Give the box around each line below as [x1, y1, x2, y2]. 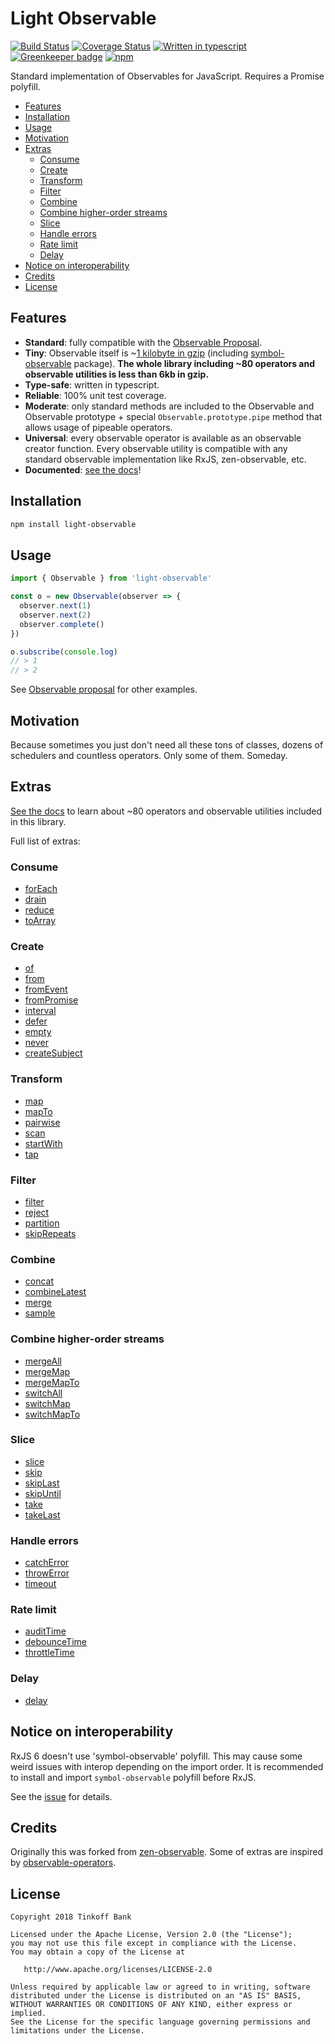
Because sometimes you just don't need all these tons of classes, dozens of [10, 738, 324, 751]
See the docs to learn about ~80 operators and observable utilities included [10, 805, 323, 817]
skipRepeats [24, 1227, 77, 1239]
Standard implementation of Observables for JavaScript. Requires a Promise [10, 70, 325, 82]
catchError [24, 1557, 70, 1569]
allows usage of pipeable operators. [24, 421, 173, 433]
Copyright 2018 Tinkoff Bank [10, 1912, 132, 1922]
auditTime [24, 1625, 67, 1637]
